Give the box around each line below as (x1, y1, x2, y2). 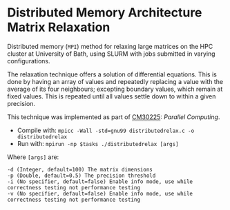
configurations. (7, 56, 50, 65)
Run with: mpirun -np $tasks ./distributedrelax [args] (17, 139, 179, 147)
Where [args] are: (7, 153, 59, 161)
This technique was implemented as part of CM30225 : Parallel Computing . (7, 112, 220, 121)
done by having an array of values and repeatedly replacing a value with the (7, 77, 224, 85)
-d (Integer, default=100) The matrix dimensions (7, 166, 153, 173)
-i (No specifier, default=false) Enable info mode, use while (7, 178, 193, 185)
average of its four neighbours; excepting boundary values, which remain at (7, 85, 223, 93)
